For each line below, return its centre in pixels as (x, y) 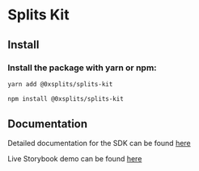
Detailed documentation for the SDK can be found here (99, 144)
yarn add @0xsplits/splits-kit (60, 84)
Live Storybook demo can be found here (75, 159)
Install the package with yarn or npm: (82, 68)
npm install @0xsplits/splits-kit (66, 98)
